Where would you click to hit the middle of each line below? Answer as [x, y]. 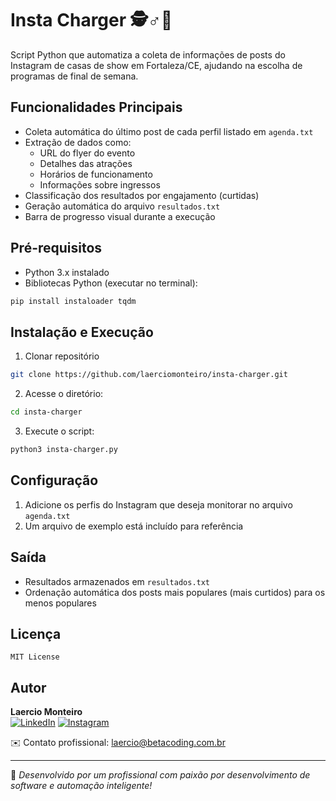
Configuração [54, 480]
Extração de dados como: [78, 142]
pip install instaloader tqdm [73, 301]
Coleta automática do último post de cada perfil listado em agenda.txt [169, 131]
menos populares [60, 603]
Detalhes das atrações [86, 163]
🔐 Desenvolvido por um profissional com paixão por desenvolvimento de [160, 775]
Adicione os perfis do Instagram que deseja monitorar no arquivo [158, 504]
